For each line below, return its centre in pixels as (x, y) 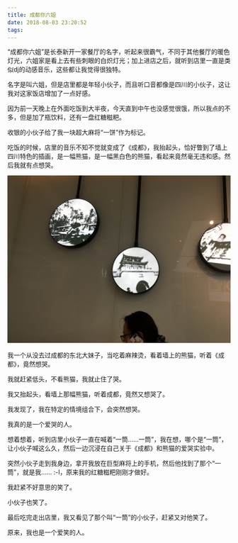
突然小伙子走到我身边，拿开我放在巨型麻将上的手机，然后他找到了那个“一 (114, 464)
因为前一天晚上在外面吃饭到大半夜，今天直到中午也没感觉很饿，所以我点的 (116, 108)
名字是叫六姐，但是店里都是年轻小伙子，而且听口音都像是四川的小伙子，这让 (119, 84)
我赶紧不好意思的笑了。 (41, 487)
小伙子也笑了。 (29, 503)
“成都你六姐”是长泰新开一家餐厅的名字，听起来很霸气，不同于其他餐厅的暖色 (119, 52)
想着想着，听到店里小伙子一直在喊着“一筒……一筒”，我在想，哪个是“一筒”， (118, 440)
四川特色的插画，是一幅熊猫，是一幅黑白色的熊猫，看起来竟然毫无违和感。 (116, 157)
